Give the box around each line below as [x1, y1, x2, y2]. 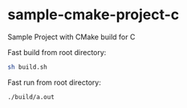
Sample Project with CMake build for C [7, 32, 136, 42]
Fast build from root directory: [7, 47, 107, 57]
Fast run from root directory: [7, 78, 101, 87]
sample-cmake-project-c [7, 6, 180, 24]
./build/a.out [7, 93, 55, 101]
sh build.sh [7, 62, 47, 71]
